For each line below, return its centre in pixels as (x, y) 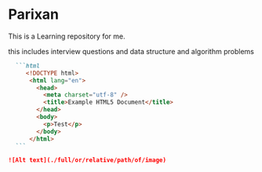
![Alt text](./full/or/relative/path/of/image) (87, 160)
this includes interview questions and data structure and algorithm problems (131, 51)
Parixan (34, 15)
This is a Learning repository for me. (67, 36)
